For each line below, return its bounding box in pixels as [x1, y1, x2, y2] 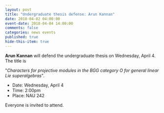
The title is [5, 57, 26, 64]
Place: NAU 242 [12, 92, 45, 98]
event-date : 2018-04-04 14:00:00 [5, 21, 73, 26]
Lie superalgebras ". [5, 72, 45, 79]
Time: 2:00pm [12, 87, 41, 93]
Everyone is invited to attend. [5, 102, 64, 108]
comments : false [5, 26, 38, 30]
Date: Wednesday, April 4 [12, 82, 64, 88]
